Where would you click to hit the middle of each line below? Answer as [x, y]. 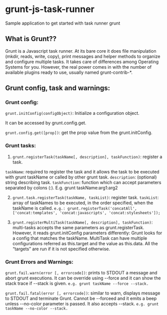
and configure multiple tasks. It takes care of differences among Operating [82, 62]
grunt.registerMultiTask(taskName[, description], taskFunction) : [82, 222]
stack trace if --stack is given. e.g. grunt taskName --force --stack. [77, 283]
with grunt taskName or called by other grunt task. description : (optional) [81, 177]
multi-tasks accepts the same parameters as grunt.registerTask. [78, 227]
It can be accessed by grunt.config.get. [46, 123]
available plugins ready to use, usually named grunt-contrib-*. [69, 72]
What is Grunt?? [31, 39]
